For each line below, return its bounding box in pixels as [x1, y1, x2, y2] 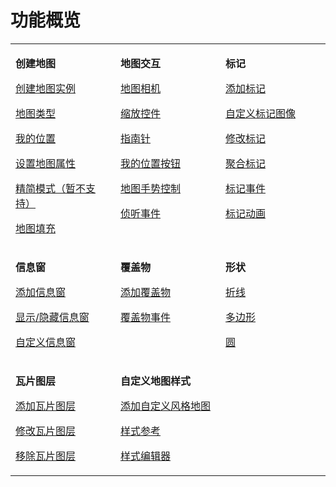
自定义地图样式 [120, 374, 192, 388]
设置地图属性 [15, 156, 77, 170]
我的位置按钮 [120, 156, 182, 170]
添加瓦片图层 [15, 399, 77, 413]
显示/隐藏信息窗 [15, 310, 90, 324]
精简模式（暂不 [15, 181, 87, 195]
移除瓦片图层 [15, 449, 77, 463]
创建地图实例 [15, 81, 77, 95]
